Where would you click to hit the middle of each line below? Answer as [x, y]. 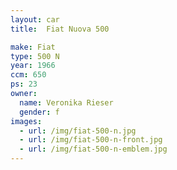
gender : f [39, 112]
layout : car [35, 19]
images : [26, 121]
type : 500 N [35, 56]
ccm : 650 [28, 75]
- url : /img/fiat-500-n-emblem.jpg [93, 149]
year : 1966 [33, 66]
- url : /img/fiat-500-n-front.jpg [91, 140]
